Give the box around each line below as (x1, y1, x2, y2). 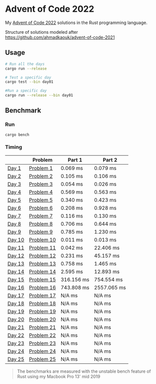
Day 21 (7, 324, 24, 331)
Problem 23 (29, 339, 56, 346)
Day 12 (7, 252, 24, 259)
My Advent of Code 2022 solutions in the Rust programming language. (5, 20, 148, 25)
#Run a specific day (5, 88, 47, 94)
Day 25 (7, 356, 24, 362)
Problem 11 (29, 244, 56, 251)
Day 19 (7, 308, 24, 314)
